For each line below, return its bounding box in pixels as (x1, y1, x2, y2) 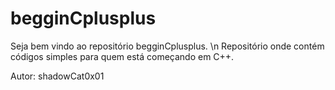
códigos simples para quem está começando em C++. (10, 50, 235, 62)
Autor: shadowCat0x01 (10, 70, 105, 82)
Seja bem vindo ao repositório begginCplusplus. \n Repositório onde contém (10, 40, 325, 52)
